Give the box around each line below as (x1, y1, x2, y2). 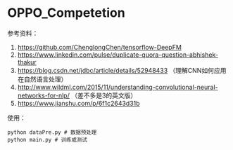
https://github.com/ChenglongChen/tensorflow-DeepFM (17, 43, 182, 51)
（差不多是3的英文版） (71, 91, 137, 100)
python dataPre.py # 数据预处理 (7, 128, 97, 136)
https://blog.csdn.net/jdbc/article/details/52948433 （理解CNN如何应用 (17, 66, 227, 74)
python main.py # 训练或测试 (7, 136, 88, 143)
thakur (17, 57, 37, 66)
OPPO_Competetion (7, 5, 125, 21)
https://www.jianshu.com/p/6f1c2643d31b (17, 99, 140, 107)
